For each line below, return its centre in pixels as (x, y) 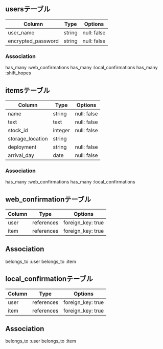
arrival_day (21, 155)
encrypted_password (33, 41)
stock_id (18, 130)
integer (61, 130)
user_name (21, 32)
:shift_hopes (18, 73)
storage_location (28, 138)
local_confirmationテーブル (49, 279)
